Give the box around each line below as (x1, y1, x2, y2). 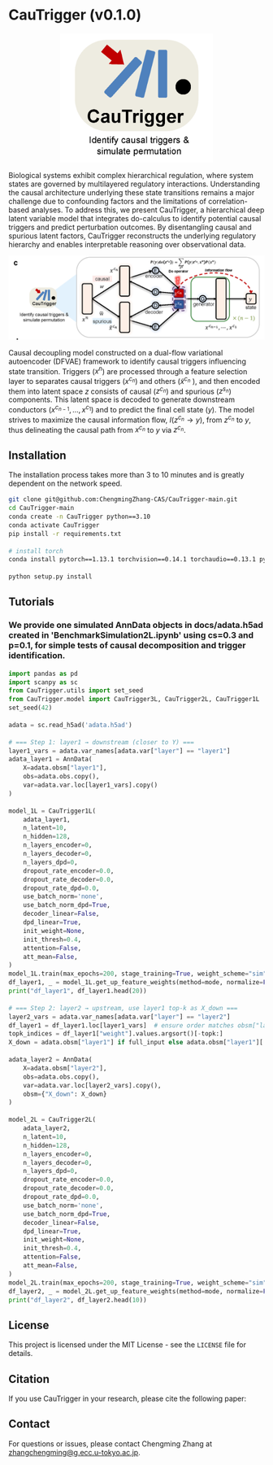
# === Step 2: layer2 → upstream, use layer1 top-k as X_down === (8, 1004, 238, 1012)
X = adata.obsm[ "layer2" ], (23, 1064, 107, 1072)
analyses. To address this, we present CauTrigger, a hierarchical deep (31, 205, 265, 215)
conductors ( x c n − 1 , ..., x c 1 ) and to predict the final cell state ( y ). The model (8, 403, 254, 415)
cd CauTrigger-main (8, 504, 75, 512)
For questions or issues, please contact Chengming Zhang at (8, 1438, 213, 1449)
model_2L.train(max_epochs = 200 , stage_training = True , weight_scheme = (8, 1279, 249, 1287)
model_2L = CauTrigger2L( (8, 1116, 96, 1124)
